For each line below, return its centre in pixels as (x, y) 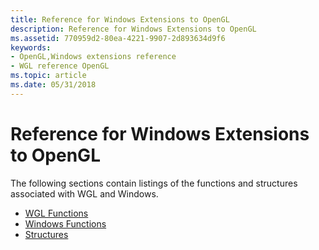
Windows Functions (65, 223)
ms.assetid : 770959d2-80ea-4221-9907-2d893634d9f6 (118, 38)
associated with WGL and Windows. (84, 193)
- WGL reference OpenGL (60, 66)
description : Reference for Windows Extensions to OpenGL (133, 29)
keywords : (31, 47)
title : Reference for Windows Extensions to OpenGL (120, 19)
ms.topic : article (48, 76)
